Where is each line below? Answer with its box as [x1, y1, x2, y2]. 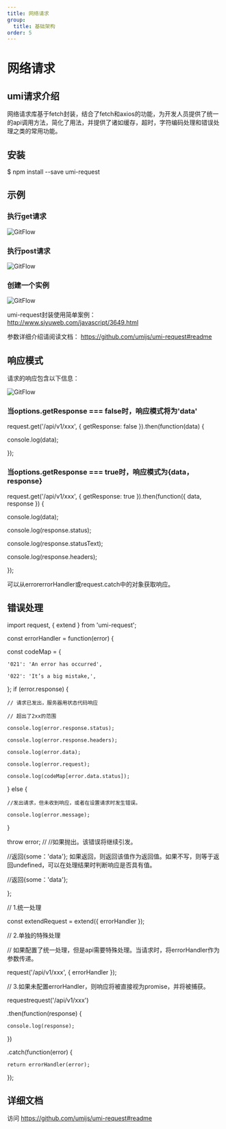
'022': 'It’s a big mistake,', [7, 672, 97, 680]
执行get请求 [7, 212, 47, 221]
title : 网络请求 [7, 10, 49, 17]
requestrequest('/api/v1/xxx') [7, 996, 89, 1004]
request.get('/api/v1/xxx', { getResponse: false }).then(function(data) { [7, 422, 205, 431]
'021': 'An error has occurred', [7, 661, 103, 668]
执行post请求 [7, 246, 51, 255]
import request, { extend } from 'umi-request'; [7, 621, 137, 629]
